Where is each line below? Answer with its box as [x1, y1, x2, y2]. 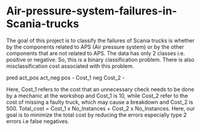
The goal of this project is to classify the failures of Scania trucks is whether [6, 37, 195, 44]
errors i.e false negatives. [6, 117, 69, 124]
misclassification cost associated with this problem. [6, 62, 134, 70]
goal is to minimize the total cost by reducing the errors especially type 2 [6, 111, 187, 118]
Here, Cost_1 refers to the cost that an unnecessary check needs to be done [6, 85, 194, 93]
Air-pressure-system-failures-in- [6, 4, 178, 18]
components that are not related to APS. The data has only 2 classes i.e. [6, 49, 185, 56]
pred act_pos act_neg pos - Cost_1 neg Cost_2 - [6, 74, 125, 81]
